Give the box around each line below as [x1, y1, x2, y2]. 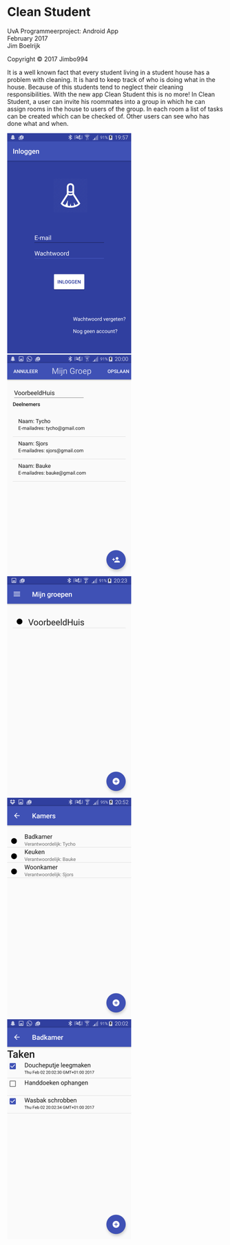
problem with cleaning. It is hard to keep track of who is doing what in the [7, 75, 216, 83]
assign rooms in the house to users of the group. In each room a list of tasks [7, 105, 224, 113]
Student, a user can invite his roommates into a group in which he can [7, 97, 205, 105]
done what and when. [7, 119, 69, 127]
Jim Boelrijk [7, 41, 41, 50]
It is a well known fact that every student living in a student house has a [7, 68, 210, 76]
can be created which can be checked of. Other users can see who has [7, 111, 210, 120]
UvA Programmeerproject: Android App [7, 27, 119, 35]
